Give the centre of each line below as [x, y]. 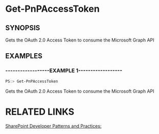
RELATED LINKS [40, 112]
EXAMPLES [24, 56]
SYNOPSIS [23, 28]
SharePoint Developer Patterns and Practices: [53, 126]
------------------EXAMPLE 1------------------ [64, 71]
